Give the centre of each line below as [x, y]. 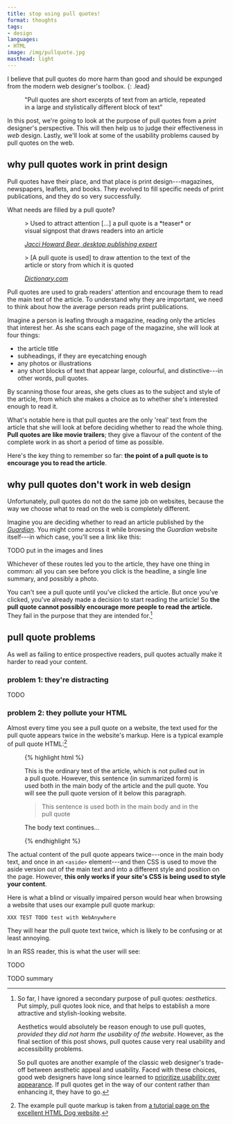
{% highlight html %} [54, 758]
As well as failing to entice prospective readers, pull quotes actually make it [115, 654]
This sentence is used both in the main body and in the [120, 807]
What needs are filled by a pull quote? [61, 209]
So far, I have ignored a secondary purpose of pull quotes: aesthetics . [117, 999]
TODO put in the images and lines [55, 551]
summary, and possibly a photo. [53, 579]
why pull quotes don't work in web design [99, 484]
